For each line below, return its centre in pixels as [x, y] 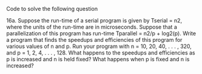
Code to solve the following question [52, 9]
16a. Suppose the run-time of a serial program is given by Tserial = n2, [94, 20]
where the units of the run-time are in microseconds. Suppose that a [92, 27]
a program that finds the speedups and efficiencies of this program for [94, 40]
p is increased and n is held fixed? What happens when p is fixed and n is [98, 59]
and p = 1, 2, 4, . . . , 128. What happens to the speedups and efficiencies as [101, 53]
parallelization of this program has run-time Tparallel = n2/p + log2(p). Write [101, 33]
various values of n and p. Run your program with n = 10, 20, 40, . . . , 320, [99, 46]
